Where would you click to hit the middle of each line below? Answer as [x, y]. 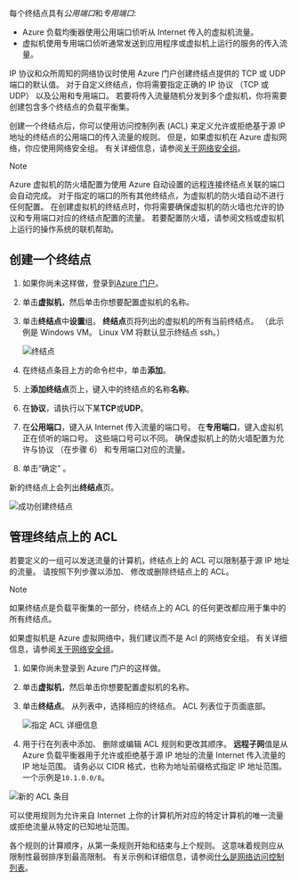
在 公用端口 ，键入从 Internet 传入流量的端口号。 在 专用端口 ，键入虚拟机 [153, 427]
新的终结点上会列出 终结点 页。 [64, 487]
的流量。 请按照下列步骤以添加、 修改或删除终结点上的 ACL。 [121, 571]
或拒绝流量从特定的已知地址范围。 [72, 826]
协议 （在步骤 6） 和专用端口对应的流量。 [114, 449]
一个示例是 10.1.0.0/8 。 [65, 777]
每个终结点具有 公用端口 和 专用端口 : [73, 13]
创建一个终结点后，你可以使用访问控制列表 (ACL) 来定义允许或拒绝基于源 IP [148, 126]
